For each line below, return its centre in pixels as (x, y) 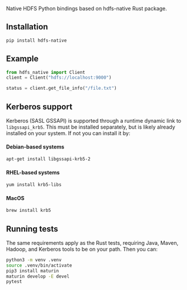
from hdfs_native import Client (46, 72)
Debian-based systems (35, 147)
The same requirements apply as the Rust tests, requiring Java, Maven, (92, 242)
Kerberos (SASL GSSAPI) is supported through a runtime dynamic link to (93, 120)
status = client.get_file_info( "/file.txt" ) (61, 88)
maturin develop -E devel (38, 276)
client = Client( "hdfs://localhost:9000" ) (59, 78)
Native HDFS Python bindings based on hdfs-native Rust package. (87, 9)
